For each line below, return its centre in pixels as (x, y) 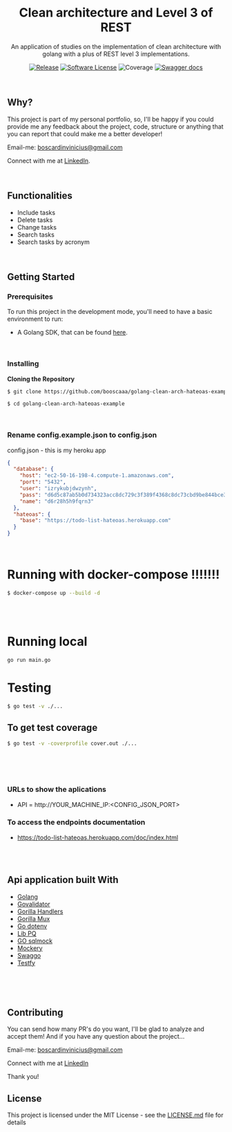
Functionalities (40, 196)
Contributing (35, 1013)
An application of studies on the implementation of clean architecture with (116, 46)
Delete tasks (35, 220)
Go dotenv (32, 926)
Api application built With (63, 880)
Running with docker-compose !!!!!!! (114, 575)
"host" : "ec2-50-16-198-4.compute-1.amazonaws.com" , (97, 476)
